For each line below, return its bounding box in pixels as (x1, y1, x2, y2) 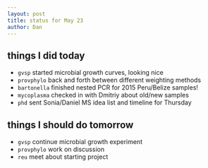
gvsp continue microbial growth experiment (17, 138, 143, 145)
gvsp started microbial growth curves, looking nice (17, 68, 164, 77)
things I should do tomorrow (7, 119, 134, 131)
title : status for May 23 (7, 17, 83, 24)
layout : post (7, 10, 46, 18)
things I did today (7, 49, 85, 61)
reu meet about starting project (17, 152, 109, 161)
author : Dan (7, 23, 42, 30)
